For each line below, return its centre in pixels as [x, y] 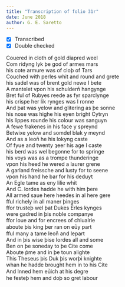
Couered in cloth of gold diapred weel [52, 58]
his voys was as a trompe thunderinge [52, 158]
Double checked [34, 46]
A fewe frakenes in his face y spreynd [52, 126]
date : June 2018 [26, 17]
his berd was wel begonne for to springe [55, 151]
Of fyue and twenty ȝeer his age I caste [54, 145]
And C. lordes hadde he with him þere [52, 189]
